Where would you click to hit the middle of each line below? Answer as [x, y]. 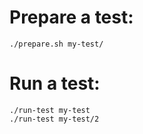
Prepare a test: [71, 17]
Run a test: [55, 83]
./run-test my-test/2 [54, 119]
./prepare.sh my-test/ [56, 44]
